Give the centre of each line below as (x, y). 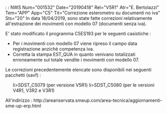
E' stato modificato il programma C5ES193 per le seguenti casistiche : (78, 33)
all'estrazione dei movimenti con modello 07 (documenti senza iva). (76, 24)
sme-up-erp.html (23, 106)
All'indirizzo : (19, 100)
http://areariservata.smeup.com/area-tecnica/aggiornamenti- (98, 100)
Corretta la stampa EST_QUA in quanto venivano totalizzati (74, 54)
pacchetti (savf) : (23, 75)
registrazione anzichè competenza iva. (53, 49)
